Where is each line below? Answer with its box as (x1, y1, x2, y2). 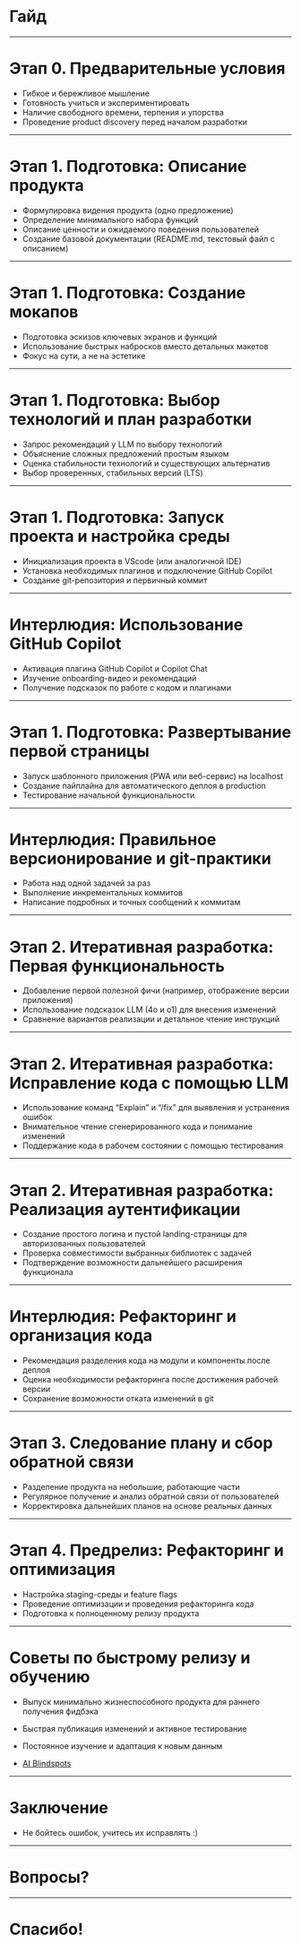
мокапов (9, 302, 79, 321)
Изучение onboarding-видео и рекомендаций (21, 672, 197, 683)
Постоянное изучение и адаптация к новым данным (21, 1741, 223, 1751)
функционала (21, 1267, 73, 1278)
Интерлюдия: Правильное (9, 829, 217, 850)
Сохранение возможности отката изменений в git (21, 1393, 214, 1404)
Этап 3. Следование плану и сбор (9, 1433, 273, 1453)
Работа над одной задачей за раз (21, 878, 150, 888)
